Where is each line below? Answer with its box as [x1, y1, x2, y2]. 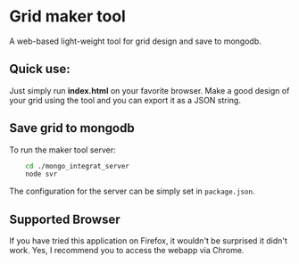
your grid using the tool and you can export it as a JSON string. [9, 95, 241, 105]
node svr [25, 169, 58, 179]
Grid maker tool [9, 6, 127, 27]
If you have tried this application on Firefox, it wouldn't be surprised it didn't [9, 235, 288, 246]
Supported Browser [9, 211, 120, 227]
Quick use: [9, 62, 71, 77]
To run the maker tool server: [9, 144, 116, 155]
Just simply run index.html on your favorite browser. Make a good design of [9, 85, 290, 95]
